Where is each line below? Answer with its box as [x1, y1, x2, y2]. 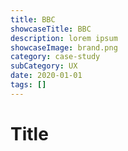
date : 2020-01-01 [10, 71, 83, 81]
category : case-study [10, 52, 101, 62]
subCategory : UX [10, 61, 78, 71]
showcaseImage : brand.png [10, 42, 118, 53]
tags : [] [10, 80, 47, 90]
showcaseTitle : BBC [10, 24, 92, 34]
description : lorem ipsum [10, 33, 118, 43]
